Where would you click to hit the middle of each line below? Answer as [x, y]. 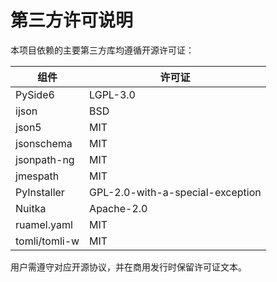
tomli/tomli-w [47, 241]
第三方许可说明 [72, 20]
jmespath [37, 176]
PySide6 [35, 94]
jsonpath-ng [45, 159]
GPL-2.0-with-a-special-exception [175, 192]
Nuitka [31, 208]
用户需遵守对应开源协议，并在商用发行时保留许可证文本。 [128, 267]
